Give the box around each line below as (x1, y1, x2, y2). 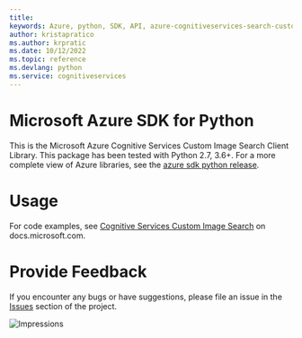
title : (9, 13, 34, 22)
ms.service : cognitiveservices (9, 72, 127, 81)
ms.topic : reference (9, 55, 87, 64)
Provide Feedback (9, 262, 147, 281)
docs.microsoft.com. (9, 230, 86, 241)
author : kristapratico (9, 30, 94, 39)
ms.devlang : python (9, 64, 83, 73)
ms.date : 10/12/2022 (9, 47, 87, 56)
